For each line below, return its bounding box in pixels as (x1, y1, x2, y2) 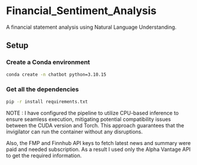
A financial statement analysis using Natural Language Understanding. (6, 23, 177, 31)
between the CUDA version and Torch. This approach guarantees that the (6, 122, 184, 129)
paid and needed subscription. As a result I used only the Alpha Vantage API (6, 146, 191, 153)
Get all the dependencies (6, 85, 79, 93)
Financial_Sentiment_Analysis (6, 4, 157, 18)
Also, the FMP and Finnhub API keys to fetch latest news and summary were (6, 139, 191, 146)
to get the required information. (6, 151, 82, 159)
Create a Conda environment (6, 58, 90, 66)
